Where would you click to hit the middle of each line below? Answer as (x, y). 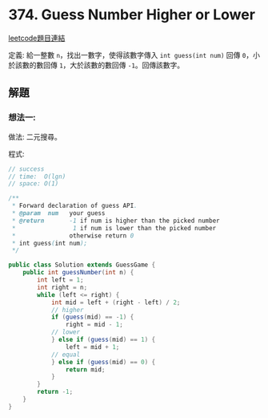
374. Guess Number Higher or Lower (132, 15)
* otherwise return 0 (73, 235)
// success (26, 169)
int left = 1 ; (60, 280)
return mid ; (85, 369)
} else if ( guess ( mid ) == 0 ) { (103, 362)
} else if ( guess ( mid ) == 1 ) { (103, 339)
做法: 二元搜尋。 (35, 136)
